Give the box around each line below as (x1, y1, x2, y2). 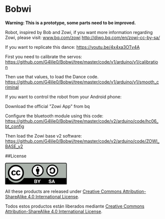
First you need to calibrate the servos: (5, 53, 82, 60)
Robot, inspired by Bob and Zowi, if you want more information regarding (5, 29, 153, 35)
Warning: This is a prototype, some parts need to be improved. (5, 20, 136, 26)
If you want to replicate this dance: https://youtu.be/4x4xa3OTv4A (5, 44, 140, 50)
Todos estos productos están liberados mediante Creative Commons (5, 203, 144, 209)
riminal (5, 84, 19, 90)
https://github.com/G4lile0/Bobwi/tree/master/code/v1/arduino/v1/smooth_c (5, 79, 159, 85)
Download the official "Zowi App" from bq (5, 103, 90, 109)
